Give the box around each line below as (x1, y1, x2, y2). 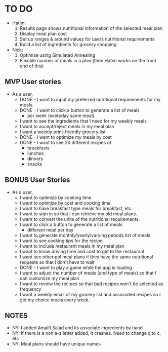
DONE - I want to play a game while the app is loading (19, 264, 133, 270)
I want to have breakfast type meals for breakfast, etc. (19, 205, 133, 211)
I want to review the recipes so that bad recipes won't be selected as (19, 281, 163, 287)
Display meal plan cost (19, 30, 67, 36)
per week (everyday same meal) (27, 112, 95, 119)
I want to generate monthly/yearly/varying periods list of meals (19, 232, 150, 238)
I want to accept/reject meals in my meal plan (19, 123, 115, 129)
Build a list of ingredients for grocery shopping (19, 41, 117, 47)
